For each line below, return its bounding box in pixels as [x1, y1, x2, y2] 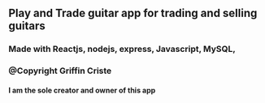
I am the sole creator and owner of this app [8, 85, 156, 95]
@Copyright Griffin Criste [8, 65, 112, 76]
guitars [8, 19, 46, 33]
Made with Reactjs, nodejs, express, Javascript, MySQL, [8, 44, 236, 55]
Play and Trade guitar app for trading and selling [8, 6, 258, 20]
